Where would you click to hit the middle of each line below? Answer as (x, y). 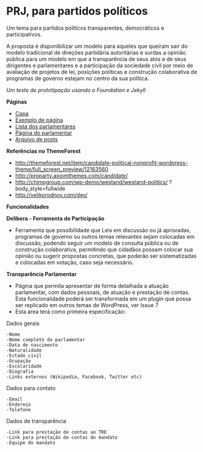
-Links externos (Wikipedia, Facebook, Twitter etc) (74, 377)
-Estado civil (24, 356)
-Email (15, 399)
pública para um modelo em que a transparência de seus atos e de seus (96, 59)
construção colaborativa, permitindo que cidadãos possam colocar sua (104, 249)
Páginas (17, 102)
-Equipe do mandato (31, 443)
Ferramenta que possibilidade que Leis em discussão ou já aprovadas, (103, 230)
